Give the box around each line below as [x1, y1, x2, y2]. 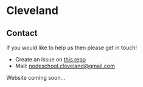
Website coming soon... [6, 74, 66, 81]
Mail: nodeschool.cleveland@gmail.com [15, 62, 116, 69]
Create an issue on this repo [15, 56, 86, 63]
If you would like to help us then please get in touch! [6, 44, 137, 51]
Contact [6, 28, 38, 38]
